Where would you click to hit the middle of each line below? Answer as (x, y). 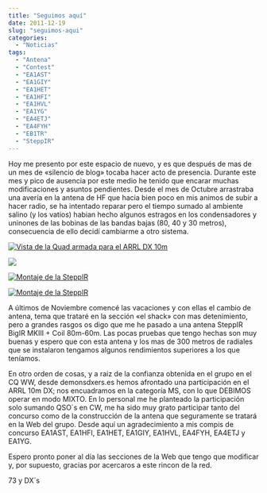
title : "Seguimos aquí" (48, 15)
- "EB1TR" (31, 133)
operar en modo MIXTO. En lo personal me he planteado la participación (126, 399)
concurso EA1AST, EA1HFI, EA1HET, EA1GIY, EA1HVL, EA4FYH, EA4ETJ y (127, 433)
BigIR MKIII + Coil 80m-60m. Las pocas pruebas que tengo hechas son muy (133, 333)
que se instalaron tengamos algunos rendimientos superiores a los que (124, 349)
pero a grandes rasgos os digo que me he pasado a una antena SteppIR (126, 324)
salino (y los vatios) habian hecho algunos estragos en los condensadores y (132, 214)
